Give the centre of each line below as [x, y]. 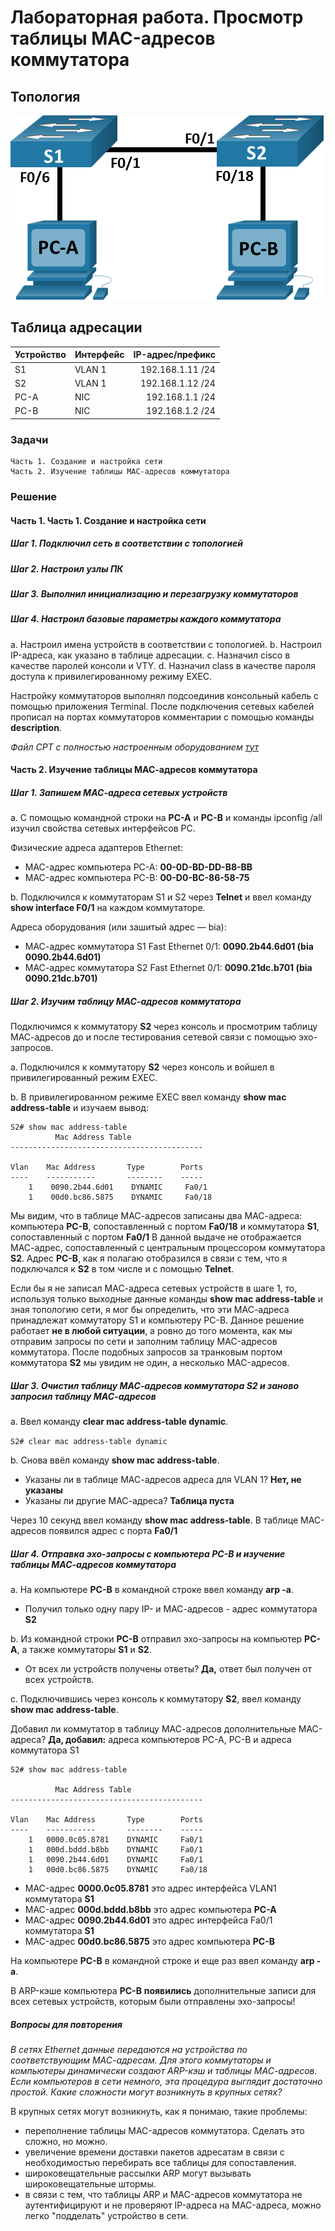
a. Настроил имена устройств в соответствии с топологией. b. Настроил [166, 644]
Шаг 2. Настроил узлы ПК [67, 568]
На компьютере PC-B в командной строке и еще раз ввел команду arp [162, 1961]
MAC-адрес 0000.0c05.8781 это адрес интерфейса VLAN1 [150, 1888]
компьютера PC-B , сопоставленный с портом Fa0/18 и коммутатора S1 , [165, 1227]
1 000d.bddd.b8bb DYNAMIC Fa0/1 [115, 1850]
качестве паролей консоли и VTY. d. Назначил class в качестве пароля [163, 665]
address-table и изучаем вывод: [79, 1108]
